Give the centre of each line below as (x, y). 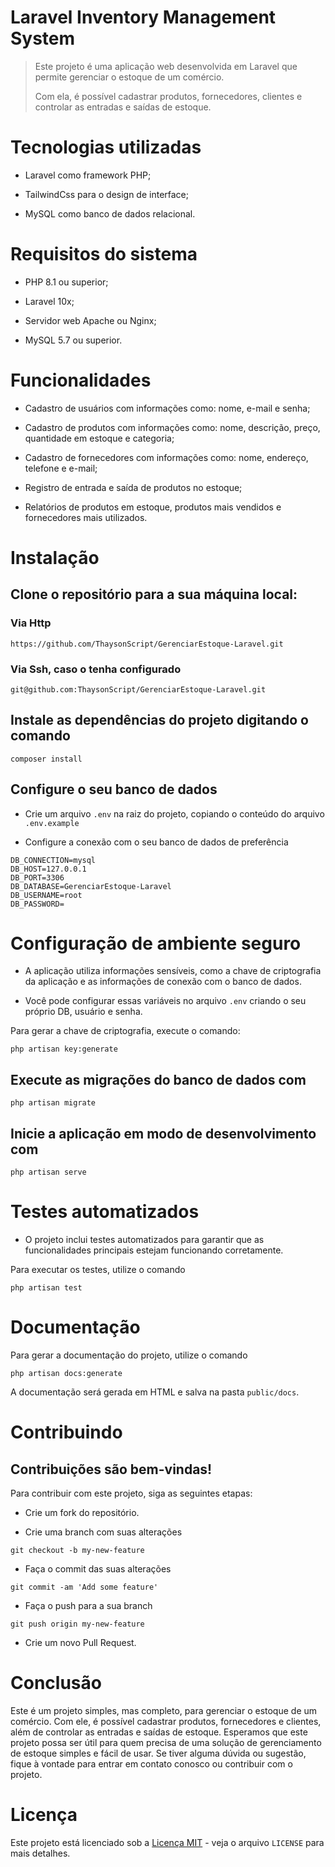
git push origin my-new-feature (77, 1624)
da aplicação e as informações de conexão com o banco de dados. (163, 982)
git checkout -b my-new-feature (77, 1550)
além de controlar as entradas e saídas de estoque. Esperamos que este (159, 1732)
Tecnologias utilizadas (106, 147)
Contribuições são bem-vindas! (111, 1469)
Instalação (55, 557)
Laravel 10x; (49, 301)
